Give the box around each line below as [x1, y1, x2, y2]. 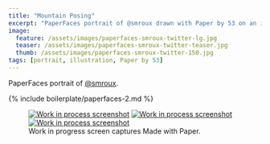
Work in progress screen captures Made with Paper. [28, 126, 201, 136]
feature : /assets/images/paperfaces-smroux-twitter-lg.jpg [15, 34, 218, 42]
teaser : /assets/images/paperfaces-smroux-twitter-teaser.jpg [15, 42, 228, 50]
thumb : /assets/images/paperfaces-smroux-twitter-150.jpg [15, 49, 215, 57]
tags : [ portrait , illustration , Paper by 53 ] [8, 57, 163, 65]
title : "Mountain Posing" [8, 11, 95, 20]
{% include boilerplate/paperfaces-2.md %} [8, 94, 154, 103]
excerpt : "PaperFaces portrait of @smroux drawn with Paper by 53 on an [8, 19, 257, 27]
